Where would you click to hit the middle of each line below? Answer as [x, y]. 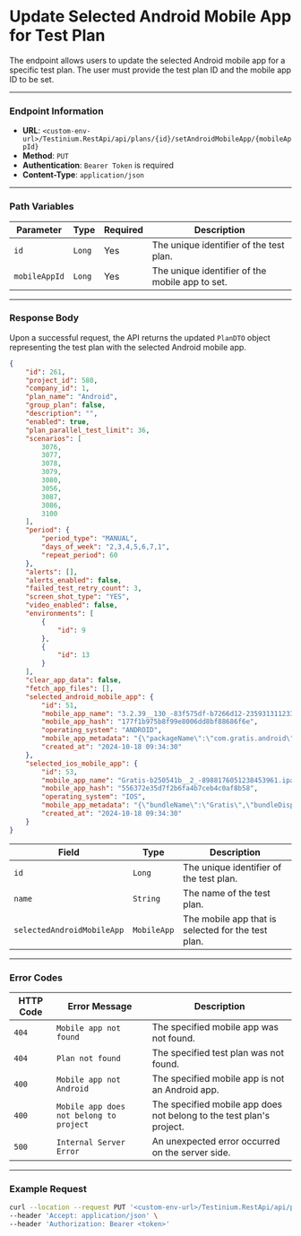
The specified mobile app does [217, 1104]
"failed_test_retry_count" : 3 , [84, 589]
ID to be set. [32, 79]
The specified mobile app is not [218, 1079]
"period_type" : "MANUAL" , [90, 539]
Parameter [39, 229]
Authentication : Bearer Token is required [98, 165]
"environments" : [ [60, 614]
